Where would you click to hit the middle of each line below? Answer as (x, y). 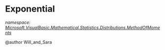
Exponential (30, 9)
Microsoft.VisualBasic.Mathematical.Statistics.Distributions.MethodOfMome (82, 27)
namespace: (18, 22)
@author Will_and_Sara (29, 42)
